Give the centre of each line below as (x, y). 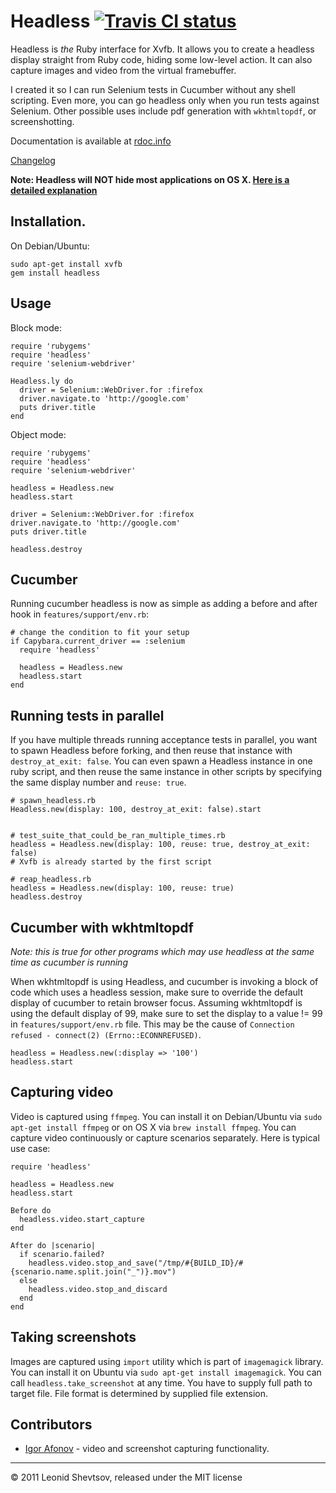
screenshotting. (42, 121)
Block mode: (36, 327)
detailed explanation (54, 190)
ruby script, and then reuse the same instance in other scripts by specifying (166, 772)
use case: (30, 1148)
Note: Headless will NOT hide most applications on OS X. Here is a (150, 179)
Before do (31, 1210)
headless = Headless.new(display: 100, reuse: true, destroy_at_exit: (160, 845)
